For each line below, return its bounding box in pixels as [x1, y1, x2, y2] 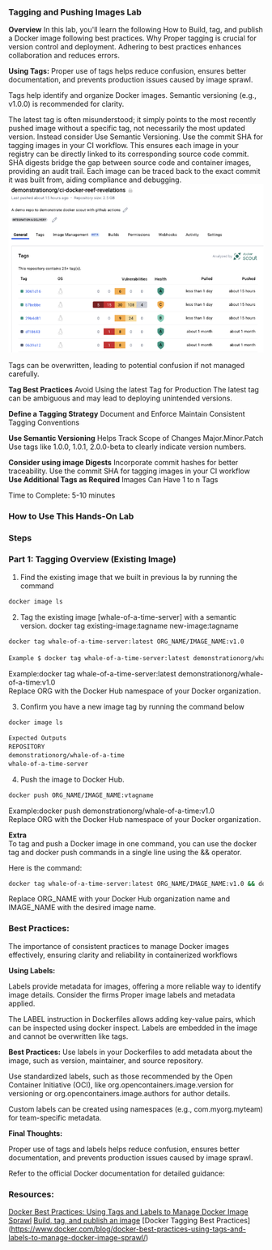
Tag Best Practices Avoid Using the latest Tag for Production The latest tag [8, 384, 259, 394]
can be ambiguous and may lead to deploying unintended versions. [8, 393, 233, 403]
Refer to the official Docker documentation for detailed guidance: [8, 1168, 225, 1178]
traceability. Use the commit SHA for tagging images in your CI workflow [8, 466, 251, 476]
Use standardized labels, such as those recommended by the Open [8, 1071, 233, 1081]
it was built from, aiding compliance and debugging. [8, 175, 182, 184]
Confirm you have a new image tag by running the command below [19, 702, 245, 712]
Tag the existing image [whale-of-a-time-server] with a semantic [19, 612, 237, 621]
